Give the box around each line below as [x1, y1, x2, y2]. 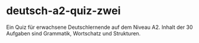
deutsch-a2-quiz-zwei [6, 4, 121, 18]
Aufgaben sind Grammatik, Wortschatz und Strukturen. [6, 29, 141, 37]
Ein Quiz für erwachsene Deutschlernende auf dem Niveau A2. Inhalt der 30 [6, 24, 193, 31]
